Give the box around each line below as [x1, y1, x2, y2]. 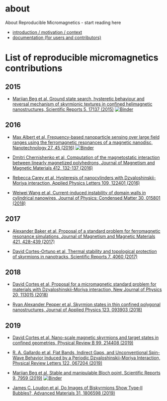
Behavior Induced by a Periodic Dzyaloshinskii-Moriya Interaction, [25, 355, 161, 361]
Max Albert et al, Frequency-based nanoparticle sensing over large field [12, 134, 160, 140]
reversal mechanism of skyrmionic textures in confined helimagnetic [12, 101, 153, 107]
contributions [5, 63, 63, 74]
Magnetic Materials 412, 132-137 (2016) [12, 165, 93, 171]
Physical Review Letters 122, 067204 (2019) [12, 360, 103, 366]
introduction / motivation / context [12, 29, 83, 35]
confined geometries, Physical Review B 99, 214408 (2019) [12, 340, 134, 346]
